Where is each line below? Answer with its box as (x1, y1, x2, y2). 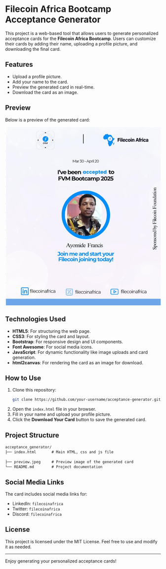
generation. (12, 354, 36, 360)
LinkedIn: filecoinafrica (12, 500, 63, 506)
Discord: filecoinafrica (12, 511, 62, 517)
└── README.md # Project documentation (5, 465, 103, 470)
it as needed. (5, 544, 32, 550)
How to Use (5, 374, 41, 382)
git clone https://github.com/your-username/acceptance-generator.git (12, 397, 161, 402)
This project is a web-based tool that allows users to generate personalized (5, 30, 159, 36)
